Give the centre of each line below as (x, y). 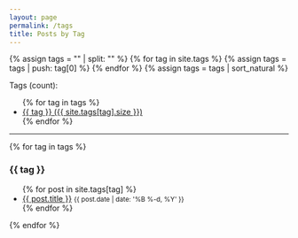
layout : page (33, 17)
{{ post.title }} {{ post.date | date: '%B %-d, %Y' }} (103, 198)
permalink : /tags (41, 26)
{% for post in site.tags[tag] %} (79, 189)
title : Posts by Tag (47, 34)
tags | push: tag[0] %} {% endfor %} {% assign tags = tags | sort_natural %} (149, 68)
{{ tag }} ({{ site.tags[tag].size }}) (82, 112)
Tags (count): (34, 86)
